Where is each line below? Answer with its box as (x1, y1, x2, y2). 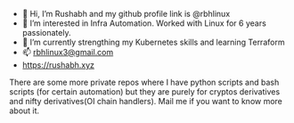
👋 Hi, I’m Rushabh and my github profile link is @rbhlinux (21, 9, 231, 19)
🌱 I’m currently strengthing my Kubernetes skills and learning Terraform (21, 37, 285, 47)
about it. (9, 105, 40, 116)
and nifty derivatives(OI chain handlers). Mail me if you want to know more (9, 96, 283, 106)
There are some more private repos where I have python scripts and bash (9, 77, 280, 87)
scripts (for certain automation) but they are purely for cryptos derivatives (9, 86, 281, 97)
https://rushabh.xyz (21, 60, 95, 70)
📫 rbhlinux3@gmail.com (21, 47, 114, 57)
